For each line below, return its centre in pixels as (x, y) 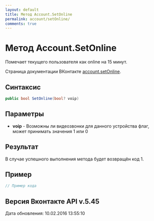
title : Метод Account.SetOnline (39, 14)
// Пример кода (21, 186)
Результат (22, 147)
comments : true (21, 24)
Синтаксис (23, 87)
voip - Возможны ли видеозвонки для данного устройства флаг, (81, 126)
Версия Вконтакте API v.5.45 (52, 201)
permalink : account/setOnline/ (38, 19)
